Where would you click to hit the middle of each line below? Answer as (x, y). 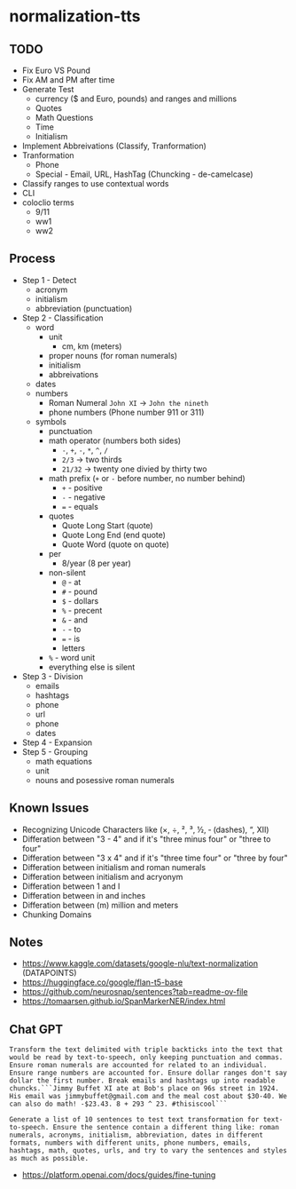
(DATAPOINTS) (49, 973)
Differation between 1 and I (71, 886)
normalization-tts (75, 16)
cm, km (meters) (92, 346)
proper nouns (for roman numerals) (113, 355)
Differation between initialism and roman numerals (114, 867)
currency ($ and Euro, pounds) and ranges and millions (136, 99)
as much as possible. (49, 1159)
